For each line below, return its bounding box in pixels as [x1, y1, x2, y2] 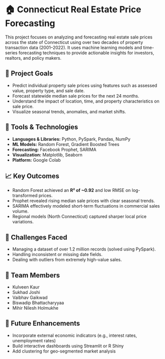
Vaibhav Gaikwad [12, 294, 48, 300]
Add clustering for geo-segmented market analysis [12, 348, 116, 354]
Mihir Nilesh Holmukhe [12, 305, 59, 311]
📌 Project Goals [5, 70, 53, 78]
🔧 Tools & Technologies [5, 123, 78, 131]
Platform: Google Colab [12, 157, 61, 163]
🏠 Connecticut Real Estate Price [5, 4, 141, 15]
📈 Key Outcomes [5, 172, 60, 180]
